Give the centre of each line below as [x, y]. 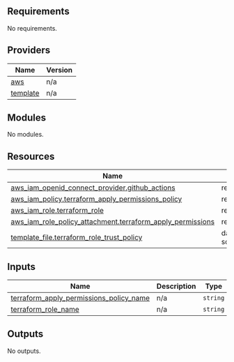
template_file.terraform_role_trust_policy [77, 238]
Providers [29, 51]
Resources [31, 156]
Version [60, 70]
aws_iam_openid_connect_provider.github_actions [93, 188]
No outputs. [24, 351]
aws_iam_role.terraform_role [57, 211]
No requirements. [32, 28]
